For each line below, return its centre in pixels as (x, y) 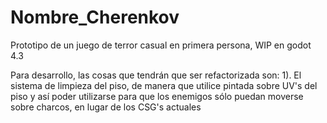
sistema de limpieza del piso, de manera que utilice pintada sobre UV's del (164, 85)
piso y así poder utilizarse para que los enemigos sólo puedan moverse (157, 96)
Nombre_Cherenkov (95, 17)
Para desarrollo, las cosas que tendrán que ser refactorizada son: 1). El (156, 75)
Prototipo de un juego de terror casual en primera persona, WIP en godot (161, 45)
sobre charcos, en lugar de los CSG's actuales (106, 107)
